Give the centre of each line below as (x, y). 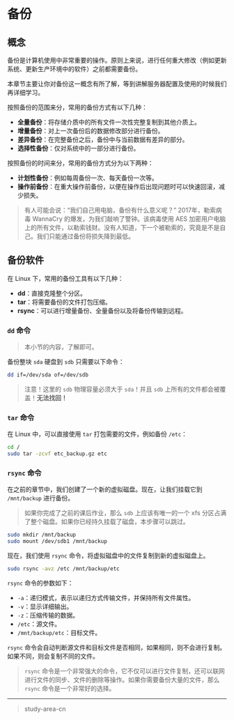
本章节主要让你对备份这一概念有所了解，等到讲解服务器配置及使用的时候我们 (117, 84)
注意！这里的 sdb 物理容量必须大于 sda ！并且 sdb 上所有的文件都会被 (122, 389)
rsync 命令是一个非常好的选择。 (70, 688)
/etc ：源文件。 (39, 624)
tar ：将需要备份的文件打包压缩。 (64, 302)
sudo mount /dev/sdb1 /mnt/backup (57, 542)
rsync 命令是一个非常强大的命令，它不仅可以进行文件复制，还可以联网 (124, 671)
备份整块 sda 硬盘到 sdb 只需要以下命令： (66, 362)
